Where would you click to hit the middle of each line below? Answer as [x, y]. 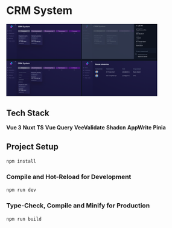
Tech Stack [28, 113]
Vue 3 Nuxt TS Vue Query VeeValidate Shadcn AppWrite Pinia [86, 128]
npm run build [24, 219]
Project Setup [33, 147]
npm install [21, 161]
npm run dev [21, 190]
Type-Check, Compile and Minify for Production [78, 206]
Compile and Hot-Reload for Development [69, 177]
